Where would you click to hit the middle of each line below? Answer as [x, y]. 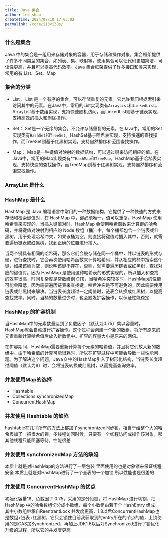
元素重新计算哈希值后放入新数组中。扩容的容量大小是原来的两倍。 [73, 336]
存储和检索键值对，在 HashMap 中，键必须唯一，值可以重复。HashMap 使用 [84, 218]
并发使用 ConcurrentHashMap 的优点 [50, 487]
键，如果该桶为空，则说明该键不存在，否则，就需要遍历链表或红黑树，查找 [82, 266]
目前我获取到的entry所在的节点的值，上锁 [115, 517]
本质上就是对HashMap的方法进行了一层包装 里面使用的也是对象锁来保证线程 [83, 466]
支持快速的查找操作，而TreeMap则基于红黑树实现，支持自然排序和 [90, 164]
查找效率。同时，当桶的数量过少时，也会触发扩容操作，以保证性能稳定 [77, 298]
